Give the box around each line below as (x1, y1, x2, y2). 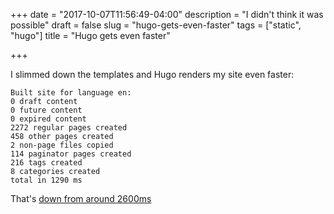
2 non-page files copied (10, 140, 114, 150)
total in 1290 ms (10, 175, 83, 185)
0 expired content (10, 114, 87, 124)
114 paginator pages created (10, 149, 132, 159)
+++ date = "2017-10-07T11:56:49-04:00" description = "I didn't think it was (10, 9, 324, 20)
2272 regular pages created (10, 123, 128, 133)
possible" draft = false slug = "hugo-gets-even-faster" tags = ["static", (10, 19, 302, 31)
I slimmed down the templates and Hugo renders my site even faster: (10, 69, 295, 80)
